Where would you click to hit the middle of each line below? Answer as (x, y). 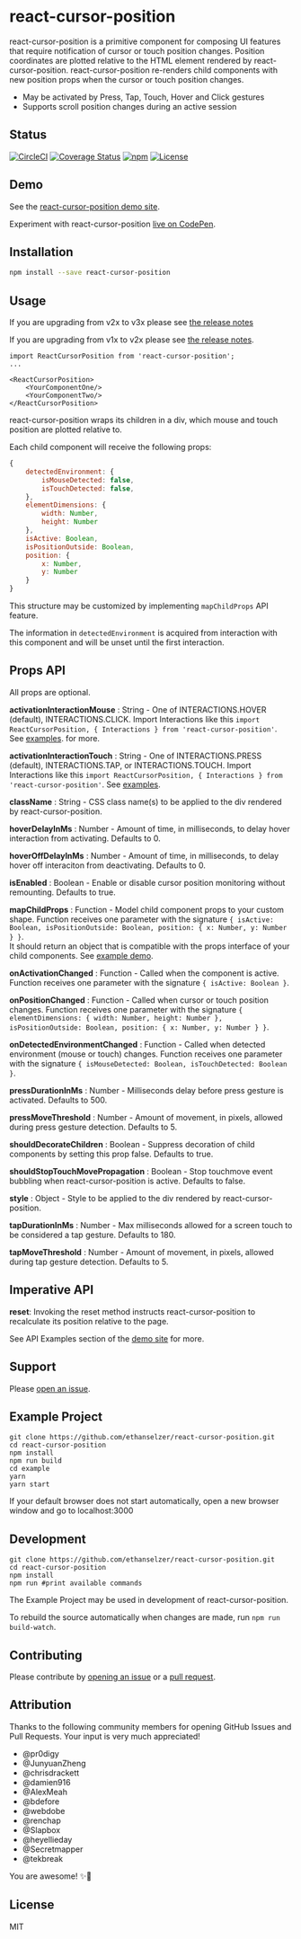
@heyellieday (47, 1839)
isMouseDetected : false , (88, 480)
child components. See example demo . (82, 955)
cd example (30, 1469)
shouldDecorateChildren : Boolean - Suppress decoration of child (132, 1144)
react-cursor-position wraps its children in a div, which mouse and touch (144, 421)
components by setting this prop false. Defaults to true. (111, 1154)
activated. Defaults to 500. (58, 1100)
